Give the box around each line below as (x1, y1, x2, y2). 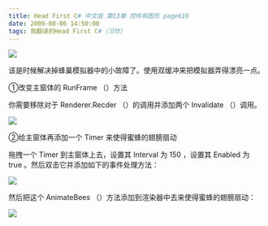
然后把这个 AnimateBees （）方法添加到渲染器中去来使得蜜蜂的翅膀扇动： (8, 193, 256, 202)
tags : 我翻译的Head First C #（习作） (8, 27, 127, 35)
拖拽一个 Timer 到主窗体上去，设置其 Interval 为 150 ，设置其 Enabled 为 (8, 150, 250, 159)
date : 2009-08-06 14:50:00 (8, 20, 100, 28)
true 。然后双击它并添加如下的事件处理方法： (8, 160, 160, 170)
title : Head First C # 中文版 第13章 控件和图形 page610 (8, 11, 189, 20)
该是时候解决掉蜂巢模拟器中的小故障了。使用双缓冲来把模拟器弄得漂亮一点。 (8, 66, 265, 76)
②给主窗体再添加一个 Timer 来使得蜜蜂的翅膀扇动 (8, 133, 177, 142)
